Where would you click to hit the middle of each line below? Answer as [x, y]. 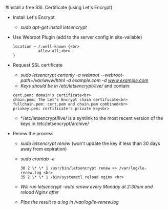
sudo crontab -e [37, 159]
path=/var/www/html [43, 80]
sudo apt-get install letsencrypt [54, 27]
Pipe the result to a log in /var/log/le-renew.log [69, 202]
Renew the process [33, 133]
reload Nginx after [40, 192]
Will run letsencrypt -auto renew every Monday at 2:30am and [87, 187]
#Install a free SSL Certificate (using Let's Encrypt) [59, 7]
